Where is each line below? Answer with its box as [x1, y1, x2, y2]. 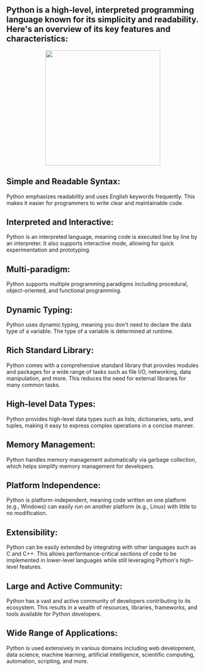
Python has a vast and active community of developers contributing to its [6, 597, 191, 604]
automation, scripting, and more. [6, 657, 89, 665]
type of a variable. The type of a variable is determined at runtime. [6, 328, 174, 335]
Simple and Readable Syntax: [6, 176, 121, 187]
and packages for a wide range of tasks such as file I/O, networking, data [6, 368, 192, 375]
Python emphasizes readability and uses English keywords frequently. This [6, 193, 195, 200]
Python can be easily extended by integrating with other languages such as [6, 543, 197, 551]
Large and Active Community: [6, 581, 123, 591]
